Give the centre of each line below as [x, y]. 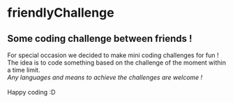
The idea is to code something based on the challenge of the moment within [117, 63]
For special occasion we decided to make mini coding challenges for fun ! [113, 55]
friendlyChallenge [61, 13]
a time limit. [24, 70]
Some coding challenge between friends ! [100, 39]
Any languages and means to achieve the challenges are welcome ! [105, 77]
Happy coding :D [31, 92]
